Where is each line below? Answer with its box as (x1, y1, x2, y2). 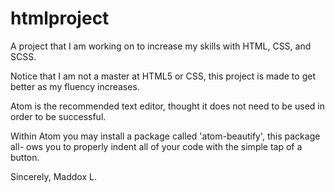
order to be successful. (10, 110, 107, 122)
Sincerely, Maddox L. (10, 170, 97, 182)
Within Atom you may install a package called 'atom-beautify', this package (10, 130, 321, 142)
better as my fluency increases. (10, 80, 140, 92)
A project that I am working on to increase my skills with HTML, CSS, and (10, 40, 312, 52)
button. (10, 151, 40, 163)
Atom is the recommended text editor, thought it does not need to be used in (10, 100, 325, 112)
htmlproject (10, 7, 110, 30)
